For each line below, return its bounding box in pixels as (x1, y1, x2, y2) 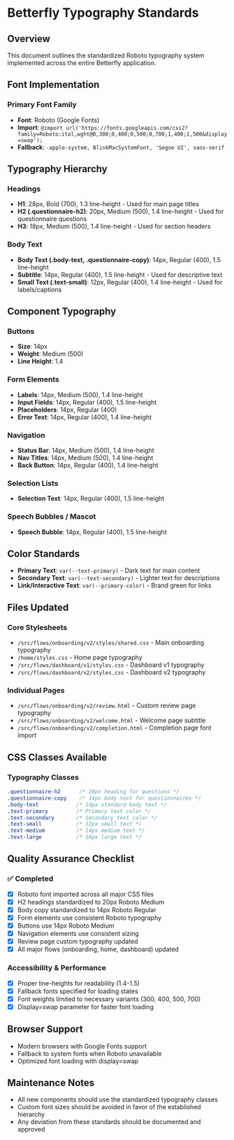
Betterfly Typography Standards (7, 5, 199, 21)
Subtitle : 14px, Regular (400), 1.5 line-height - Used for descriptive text (17, 270, 223, 279)
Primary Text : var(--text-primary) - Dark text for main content (17, 566, 200, 575)
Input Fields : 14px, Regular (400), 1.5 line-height (17, 398, 157, 406)
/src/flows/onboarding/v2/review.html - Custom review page (17, 701, 196, 710)
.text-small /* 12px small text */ (7, 821, 142, 828)
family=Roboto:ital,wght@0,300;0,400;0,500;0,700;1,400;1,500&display (17, 131, 228, 138)
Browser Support (7, 1023, 84, 1035)
